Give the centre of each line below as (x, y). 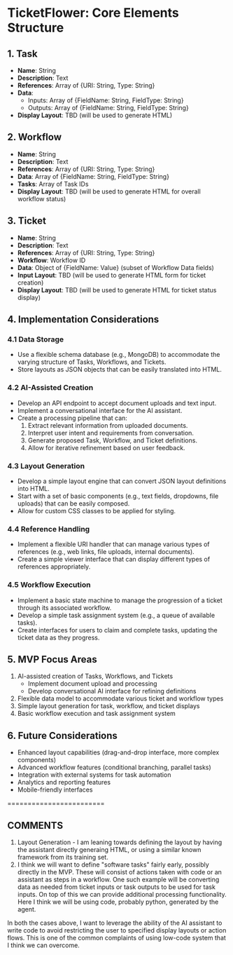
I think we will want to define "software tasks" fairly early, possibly (113, 865)
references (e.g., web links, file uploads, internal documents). (106, 552)
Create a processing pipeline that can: (72, 418)
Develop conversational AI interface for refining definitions (112, 691)
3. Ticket (27, 221)
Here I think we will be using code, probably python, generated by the (118, 902)
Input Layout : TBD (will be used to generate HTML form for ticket (112, 275)
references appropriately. (54, 567)
